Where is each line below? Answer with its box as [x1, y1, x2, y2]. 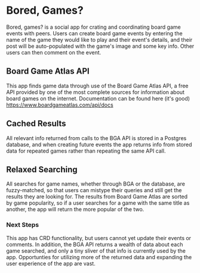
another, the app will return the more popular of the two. [6, 206, 144, 213]
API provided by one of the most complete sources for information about [6, 88, 185, 96]
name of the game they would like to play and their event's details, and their [6, 36, 193, 43]
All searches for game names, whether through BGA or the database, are [6, 180, 185, 187]
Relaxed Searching [6, 164, 78, 174]
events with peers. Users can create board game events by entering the [6, 29, 183, 37]
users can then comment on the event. [6, 48, 101, 56]
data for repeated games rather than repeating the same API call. [6, 147, 166, 154]
